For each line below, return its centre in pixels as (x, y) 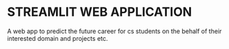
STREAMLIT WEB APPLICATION (100, 12)
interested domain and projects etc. (58, 38)
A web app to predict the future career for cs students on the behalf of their (114, 31)
